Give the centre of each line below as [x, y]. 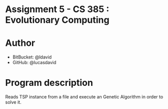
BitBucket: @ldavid [32, 57]
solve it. [13, 102]
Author [20, 43]
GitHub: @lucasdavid [34, 63]
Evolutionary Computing [57, 20]
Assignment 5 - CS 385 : [57, 9]
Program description [49, 83]
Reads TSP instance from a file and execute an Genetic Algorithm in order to [84, 97]
